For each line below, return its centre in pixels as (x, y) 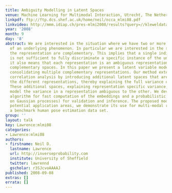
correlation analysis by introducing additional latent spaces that (84, 77)
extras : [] (17, 178)
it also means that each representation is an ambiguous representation (89, 63)
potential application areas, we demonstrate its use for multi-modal (87, 106)
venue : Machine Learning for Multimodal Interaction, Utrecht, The (79, 15)
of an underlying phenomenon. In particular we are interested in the (87, 48)
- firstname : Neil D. (28, 144)
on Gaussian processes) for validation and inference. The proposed (84, 101)
